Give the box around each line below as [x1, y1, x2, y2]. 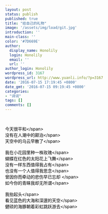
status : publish [5, 12, 38, 17]
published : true [5, 16, 38, 21]
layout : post [5, 7, 32, 12]
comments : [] [5, 103, 32, 107]
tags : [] [5, 98, 23, 103]
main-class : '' [5, 35, 36, 40]
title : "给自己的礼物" [5, 21, 47, 26]
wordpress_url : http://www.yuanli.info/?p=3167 [5, 75, 104, 80]
